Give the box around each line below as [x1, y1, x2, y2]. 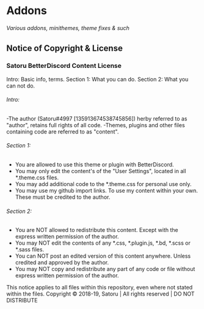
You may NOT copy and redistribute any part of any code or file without [15, 266, 195, 273]
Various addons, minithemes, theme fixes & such [6, 24, 130, 31]
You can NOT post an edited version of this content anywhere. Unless [15, 252, 191, 260]
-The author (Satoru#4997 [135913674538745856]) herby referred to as [6, 114, 188, 122]
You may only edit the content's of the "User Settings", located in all [15, 168, 186, 175]
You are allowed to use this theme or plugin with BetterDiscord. [15, 161, 174, 168]
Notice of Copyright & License [6, 43, 123, 54]
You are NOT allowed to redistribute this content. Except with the [15, 226, 178, 234]
